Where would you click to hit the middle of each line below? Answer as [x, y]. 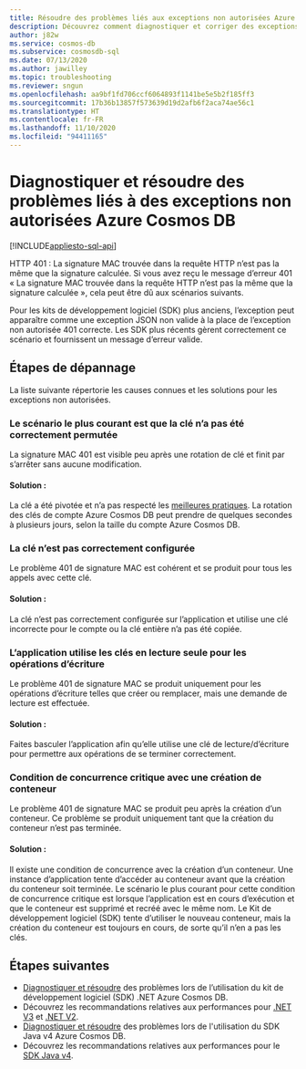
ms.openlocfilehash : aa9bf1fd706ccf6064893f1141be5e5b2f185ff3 [132, 94]
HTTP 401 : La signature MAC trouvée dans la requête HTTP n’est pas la [144, 263]
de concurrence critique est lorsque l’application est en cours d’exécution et [152, 898]
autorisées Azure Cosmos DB [123, 221]
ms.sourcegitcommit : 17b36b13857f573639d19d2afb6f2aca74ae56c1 [132, 103]
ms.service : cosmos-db [52, 43]
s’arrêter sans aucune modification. [76, 464]
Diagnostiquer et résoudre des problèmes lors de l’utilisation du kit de [153, 988]
